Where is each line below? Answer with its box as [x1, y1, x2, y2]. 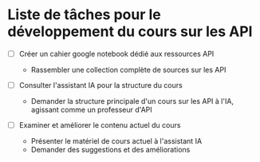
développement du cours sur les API [7, 22, 253, 41]
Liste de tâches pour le [7, 6, 161, 24]
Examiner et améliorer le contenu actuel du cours [18, 121, 181, 130]
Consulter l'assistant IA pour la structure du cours [18, 81, 183, 89]
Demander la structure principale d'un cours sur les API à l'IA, [30, 97, 234, 106]
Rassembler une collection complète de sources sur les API [30, 65, 227, 74]
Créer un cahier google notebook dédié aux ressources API [18, 49, 215, 58]
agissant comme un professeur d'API [30, 105, 152, 115]
